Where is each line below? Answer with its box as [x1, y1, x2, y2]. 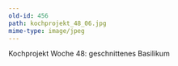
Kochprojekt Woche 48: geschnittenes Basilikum [8, 49, 170, 59]
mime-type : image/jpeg [8, 27, 85, 35]
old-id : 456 [8, 11, 49, 20]
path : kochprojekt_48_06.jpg [8, 19, 107, 27]
